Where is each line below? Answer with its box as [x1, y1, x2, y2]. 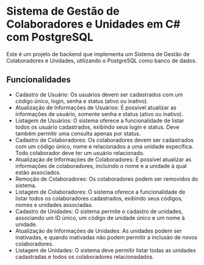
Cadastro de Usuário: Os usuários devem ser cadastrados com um [15, 90, 183, 98]
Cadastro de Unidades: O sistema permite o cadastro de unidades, [15, 208, 183, 215]
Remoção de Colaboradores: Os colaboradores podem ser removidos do [15, 175, 199, 183]
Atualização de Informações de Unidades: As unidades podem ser [15, 227, 182, 234]
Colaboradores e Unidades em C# [6, 17, 181, 31]
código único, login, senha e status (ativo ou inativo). [15, 97, 148, 104]
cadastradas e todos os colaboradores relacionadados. [15, 253, 155, 260]
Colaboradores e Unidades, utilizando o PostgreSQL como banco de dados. [6, 57, 197, 64]
